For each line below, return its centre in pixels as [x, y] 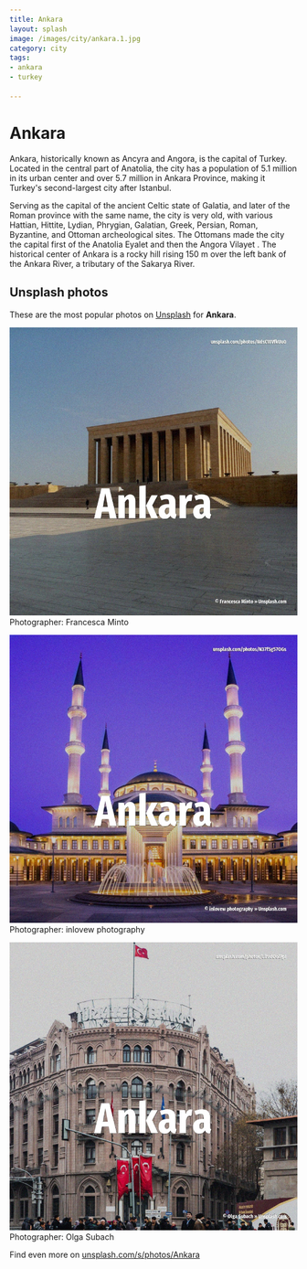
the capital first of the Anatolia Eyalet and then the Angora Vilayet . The [143, 244]
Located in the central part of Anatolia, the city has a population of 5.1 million [153, 168]
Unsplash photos [59, 293]
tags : [20, 58]
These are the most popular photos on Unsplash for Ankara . [123, 315]
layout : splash [38, 29]
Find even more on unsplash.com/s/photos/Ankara [105, 1254]
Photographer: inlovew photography [77, 929]
